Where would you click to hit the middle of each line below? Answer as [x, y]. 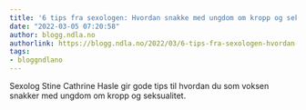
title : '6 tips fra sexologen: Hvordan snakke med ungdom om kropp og [146, 18]
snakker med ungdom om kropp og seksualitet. [98, 95]
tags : [20, 52]
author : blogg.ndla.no [52, 35]
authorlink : [32, 43]
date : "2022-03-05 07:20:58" [65, 26]
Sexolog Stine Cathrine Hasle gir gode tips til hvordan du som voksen [139, 86]
